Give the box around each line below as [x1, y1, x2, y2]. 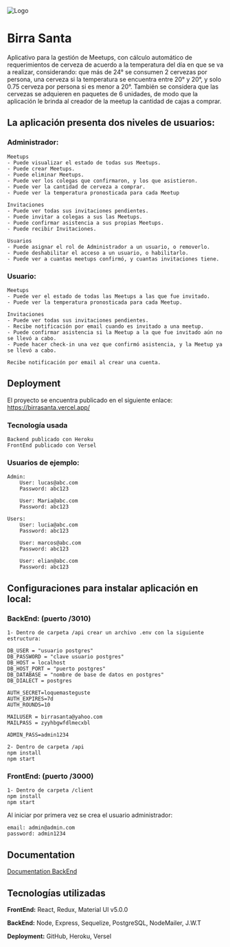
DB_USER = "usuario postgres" [7, 647, 94, 654]
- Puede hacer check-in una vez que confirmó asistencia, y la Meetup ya [7, 341, 223, 348]
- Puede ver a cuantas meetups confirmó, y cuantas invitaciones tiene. [7, 255, 220, 263]
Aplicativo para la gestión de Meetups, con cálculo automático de [7, 53, 193, 61]
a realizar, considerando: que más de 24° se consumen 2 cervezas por [7, 67, 208, 76]
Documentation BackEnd [7, 867, 78, 876]
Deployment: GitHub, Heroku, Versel [7, 932, 112, 940]
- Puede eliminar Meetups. [7, 171, 84, 178]
